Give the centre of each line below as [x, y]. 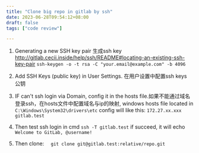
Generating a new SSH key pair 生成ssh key [68, 51]
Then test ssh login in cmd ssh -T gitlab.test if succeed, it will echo [100, 127]
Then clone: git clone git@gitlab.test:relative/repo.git [90, 144]
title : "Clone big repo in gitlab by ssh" [59, 12]
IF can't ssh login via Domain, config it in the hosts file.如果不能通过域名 [102, 96]
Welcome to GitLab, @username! [53, 133]
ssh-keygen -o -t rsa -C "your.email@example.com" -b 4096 [111, 65]
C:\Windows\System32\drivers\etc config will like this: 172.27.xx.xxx [98, 110]
